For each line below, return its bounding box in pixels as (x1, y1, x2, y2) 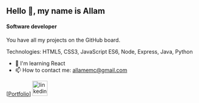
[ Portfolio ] (6, 90, 31, 97)
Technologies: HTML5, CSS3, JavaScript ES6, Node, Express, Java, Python (6, 48, 193, 55)
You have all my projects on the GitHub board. (6, 36, 121, 43)
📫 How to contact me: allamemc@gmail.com (14, 66, 128, 73)
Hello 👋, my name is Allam (6, 6, 106, 16)
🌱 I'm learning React (14, 60, 66, 67)
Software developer (6, 22, 57, 30)
